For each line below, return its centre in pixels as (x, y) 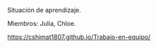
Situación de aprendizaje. (44, 10)
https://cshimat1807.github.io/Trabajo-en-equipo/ (79, 37)
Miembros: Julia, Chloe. (42, 23)
